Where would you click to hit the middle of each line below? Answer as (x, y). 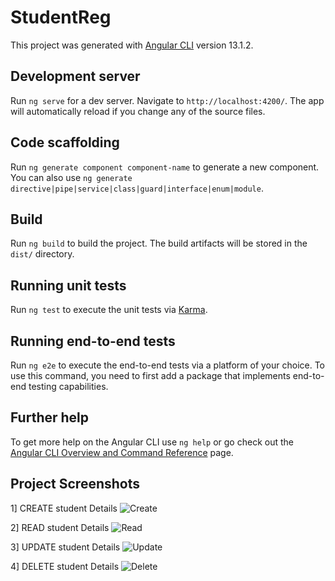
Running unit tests (68, 285)
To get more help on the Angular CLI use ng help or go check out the (152, 442)
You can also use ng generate (71, 177)
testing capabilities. (68, 386)
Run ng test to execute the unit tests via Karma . (109, 310)
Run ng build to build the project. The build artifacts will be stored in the (159, 243)
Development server (75, 76)
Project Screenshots (75, 484)
